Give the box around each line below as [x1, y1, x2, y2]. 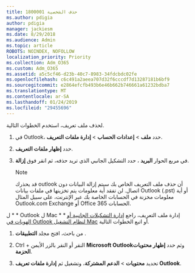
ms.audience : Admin [6, 37, 56, 43]
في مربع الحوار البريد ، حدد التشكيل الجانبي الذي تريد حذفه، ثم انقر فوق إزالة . [15, 157, 190, 164]
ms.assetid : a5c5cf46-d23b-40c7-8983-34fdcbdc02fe [6, 71, 137, 77]
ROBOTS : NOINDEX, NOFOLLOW [6, 49, 75, 55]
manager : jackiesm [6, 25, 53, 32]
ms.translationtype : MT [6, 88, 67, 94]
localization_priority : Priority [6, 54, 91, 60]
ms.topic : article [6, 43, 53, 49]
